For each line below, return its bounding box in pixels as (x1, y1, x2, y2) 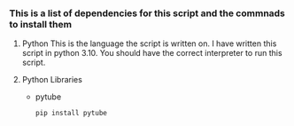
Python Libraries (21, 75, 82, 85)
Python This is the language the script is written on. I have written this (21, 38, 277, 49)
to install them (9, 18, 73, 30)
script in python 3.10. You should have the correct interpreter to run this (21, 48, 282, 59)
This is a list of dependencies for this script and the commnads (9, 7, 286, 20)
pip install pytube (35, 109, 108, 118)
